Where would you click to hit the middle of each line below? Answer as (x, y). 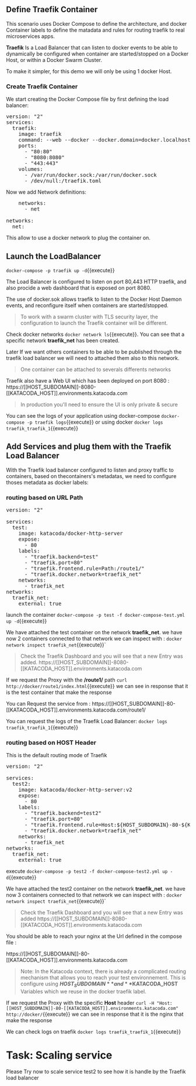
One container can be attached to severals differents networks (95, 369)
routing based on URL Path (45, 497)
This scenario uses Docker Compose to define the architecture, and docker (97, 23)
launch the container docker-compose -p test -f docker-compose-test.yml (95, 615)
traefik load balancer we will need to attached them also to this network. (93, 358)
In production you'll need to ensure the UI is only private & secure (99, 404)
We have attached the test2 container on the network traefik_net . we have (96, 889)
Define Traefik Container (52, 10)
